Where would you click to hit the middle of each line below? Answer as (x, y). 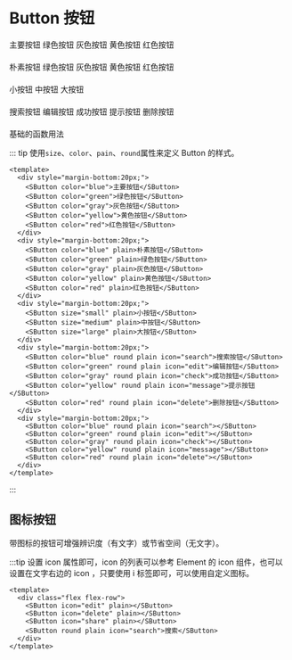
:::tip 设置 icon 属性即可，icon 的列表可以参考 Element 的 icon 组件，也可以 (146, 562)
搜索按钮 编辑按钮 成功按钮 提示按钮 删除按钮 (92, 111)
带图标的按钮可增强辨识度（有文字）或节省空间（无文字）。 (117, 543)
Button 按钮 (52, 18)
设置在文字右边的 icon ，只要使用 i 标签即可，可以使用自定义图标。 (132, 573)
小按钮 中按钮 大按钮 (47, 89)
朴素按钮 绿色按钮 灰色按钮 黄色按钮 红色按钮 (92, 67)
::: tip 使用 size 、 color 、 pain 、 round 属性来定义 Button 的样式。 (124, 153)
